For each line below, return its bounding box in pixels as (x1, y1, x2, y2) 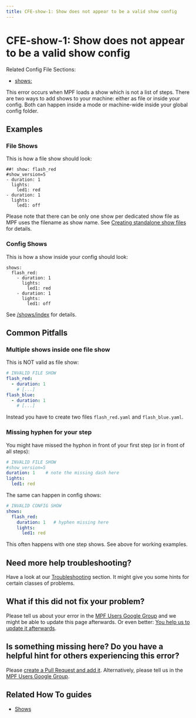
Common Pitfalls (6, 328, 68, 338)
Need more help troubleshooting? (6, 558, 132, 568)
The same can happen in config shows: (6, 491, 102, 499)
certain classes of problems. (6, 579, 75, 587)
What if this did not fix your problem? (6, 596, 145, 606)
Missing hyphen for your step (6, 428, 92, 436)
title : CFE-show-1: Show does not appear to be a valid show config (6, 8, 177, 15)
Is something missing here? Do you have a (6, 642, 164, 652)
